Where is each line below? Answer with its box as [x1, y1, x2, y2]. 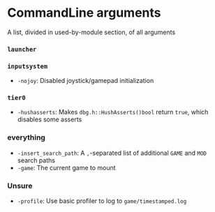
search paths [17, 156, 56, 165]
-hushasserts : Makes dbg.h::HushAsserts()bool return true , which [17, 108, 209, 116]
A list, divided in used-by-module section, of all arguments [7, 28, 176, 36]
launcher [7, 45, 37, 53]
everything [7, 132, 45, 142]
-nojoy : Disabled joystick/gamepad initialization [17, 77, 154, 85]
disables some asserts [17, 115, 82, 123]
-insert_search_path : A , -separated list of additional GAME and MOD [17, 149, 207, 157]
